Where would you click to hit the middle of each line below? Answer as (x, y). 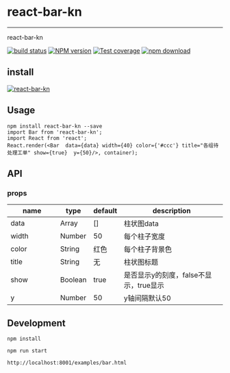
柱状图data (141, 224)
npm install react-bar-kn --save (55, 126)
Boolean (74, 280)
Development (37, 323)
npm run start (27, 351)
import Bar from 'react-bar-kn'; (55, 132)
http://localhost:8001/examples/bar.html (67, 363)
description (171, 211)
